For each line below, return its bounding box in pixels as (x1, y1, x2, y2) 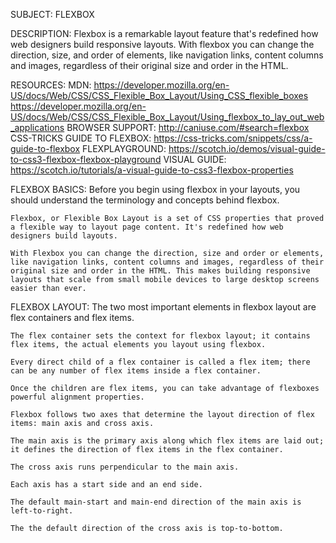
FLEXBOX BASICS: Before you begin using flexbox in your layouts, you (10, 184, 301, 195)
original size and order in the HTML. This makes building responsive (10, 266, 311, 276)
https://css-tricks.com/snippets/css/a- (153, 132, 313, 144)
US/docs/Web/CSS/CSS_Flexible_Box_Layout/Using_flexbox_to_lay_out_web (10, 111, 325, 123)
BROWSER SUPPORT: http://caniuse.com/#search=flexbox (66, 122, 310, 133)
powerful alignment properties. (10, 392, 145, 402)
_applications (10, 122, 65, 133)
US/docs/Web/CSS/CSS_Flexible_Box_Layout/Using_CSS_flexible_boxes (10, 90, 309, 101)
